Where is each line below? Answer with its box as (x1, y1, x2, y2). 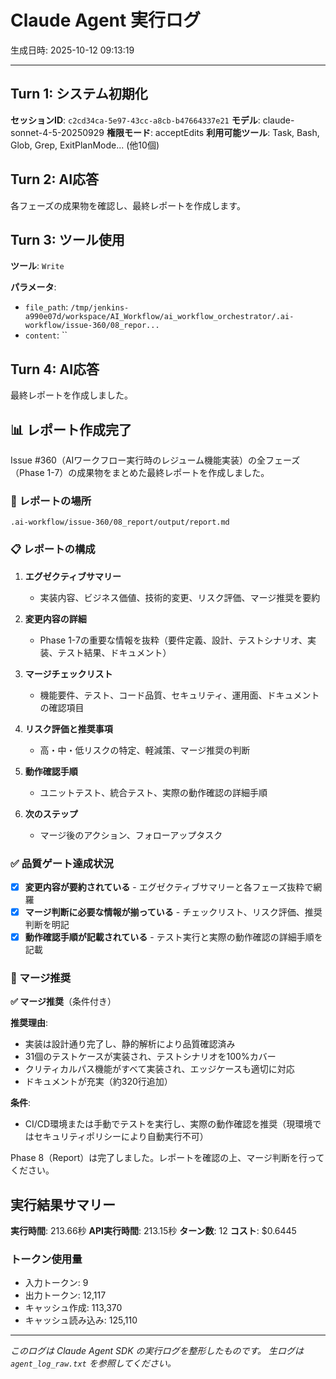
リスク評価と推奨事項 (24, 722, 113, 735)
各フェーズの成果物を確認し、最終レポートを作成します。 (10, 199, 246, 211)
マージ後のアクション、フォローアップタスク (39, 829, 223, 841)
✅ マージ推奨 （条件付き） (10, 996, 117, 1008)
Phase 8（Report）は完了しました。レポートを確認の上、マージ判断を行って (10, 1152, 325, 1164)
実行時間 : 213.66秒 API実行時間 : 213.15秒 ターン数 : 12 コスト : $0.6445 (10, 1225, 297, 1237)
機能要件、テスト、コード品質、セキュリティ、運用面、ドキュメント (39, 689, 320, 701)
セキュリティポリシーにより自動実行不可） (33, 1131, 209, 1143)
